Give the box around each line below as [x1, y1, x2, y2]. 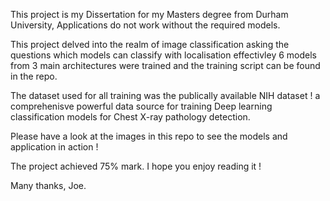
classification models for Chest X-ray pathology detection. [10, 111, 251, 123]
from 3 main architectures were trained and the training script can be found [10, 60, 321, 71]
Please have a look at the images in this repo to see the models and [10, 130, 288, 142]
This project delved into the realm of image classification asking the [10, 39, 290, 50]
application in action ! [10, 141, 99, 153]
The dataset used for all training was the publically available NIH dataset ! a [10, 90, 321, 101]
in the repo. [10, 70, 58, 82]
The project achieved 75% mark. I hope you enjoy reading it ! [10, 160, 262, 172]
